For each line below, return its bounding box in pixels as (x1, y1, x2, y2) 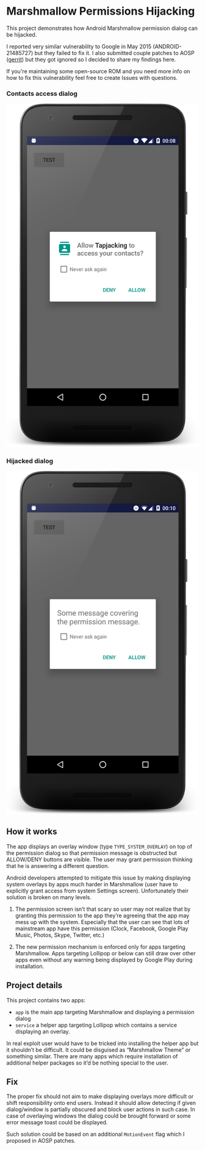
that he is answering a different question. (6, 862, 110, 869)
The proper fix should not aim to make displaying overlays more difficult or (6, 1093, 194, 1100)
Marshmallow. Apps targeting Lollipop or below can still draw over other (15, 949, 196, 957)
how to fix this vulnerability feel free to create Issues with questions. (6, 74, 178, 81)
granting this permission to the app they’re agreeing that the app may (15, 911, 190, 919)
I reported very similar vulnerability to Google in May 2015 (6, 43, 152, 50)
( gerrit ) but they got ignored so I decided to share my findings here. (6, 56, 176, 63)
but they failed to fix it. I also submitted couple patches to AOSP (34, 49, 195, 56)
